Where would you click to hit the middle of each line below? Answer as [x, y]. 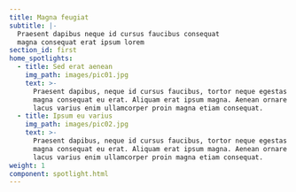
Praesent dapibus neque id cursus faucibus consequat [118, 34]
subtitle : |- [33, 26]
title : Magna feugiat [49, 17]
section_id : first [43, 50]
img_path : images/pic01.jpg [77, 75]
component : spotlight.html [59, 173]
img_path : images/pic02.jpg [77, 125]
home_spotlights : [41, 58]
